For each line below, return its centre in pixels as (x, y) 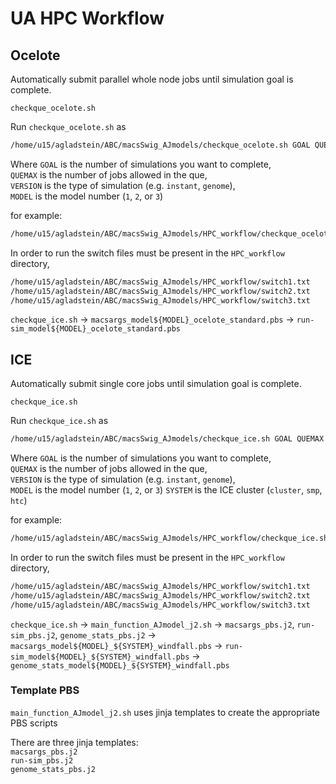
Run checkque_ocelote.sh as (68, 126)
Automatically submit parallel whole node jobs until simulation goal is (152, 79)
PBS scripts (34, 723)
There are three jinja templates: (74, 742)
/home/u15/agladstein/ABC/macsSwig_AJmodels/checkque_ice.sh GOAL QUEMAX (167, 439)
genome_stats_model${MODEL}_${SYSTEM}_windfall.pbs (120, 665)
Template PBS (45, 690)
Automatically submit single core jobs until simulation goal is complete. (156, 384)
